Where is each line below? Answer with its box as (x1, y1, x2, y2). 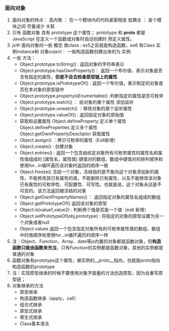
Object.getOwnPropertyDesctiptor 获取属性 (19, 131, 110, 137)
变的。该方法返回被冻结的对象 (24, 188, 87, 194)
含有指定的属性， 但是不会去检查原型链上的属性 (19, 74, 117, 80)
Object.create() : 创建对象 (19, 143, 73, 150)
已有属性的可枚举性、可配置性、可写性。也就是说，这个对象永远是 (19, 181, 157, 188)
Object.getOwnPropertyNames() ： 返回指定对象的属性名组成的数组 (19, 194, 161, 200)
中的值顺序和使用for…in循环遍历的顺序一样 (19, 232, 108, 238)
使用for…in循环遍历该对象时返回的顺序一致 (19, 162, 108, 169)
